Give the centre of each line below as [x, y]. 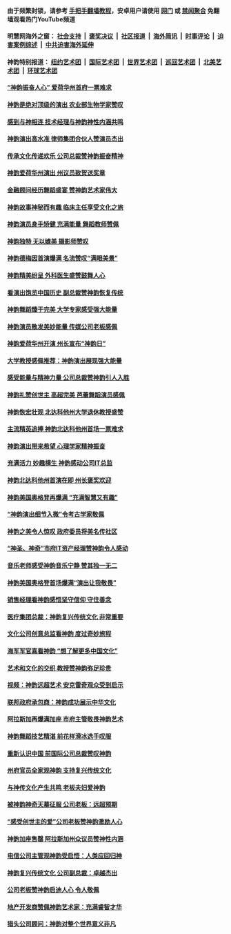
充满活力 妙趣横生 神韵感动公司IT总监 [60, 463]
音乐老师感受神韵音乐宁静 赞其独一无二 [62, 565]
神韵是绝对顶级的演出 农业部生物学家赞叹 [66, 104]
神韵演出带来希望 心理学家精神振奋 [56, 446]
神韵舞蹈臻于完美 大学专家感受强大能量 [62, 310]
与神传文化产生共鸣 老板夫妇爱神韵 [56, 787]
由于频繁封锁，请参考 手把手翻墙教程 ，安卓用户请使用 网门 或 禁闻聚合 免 [110, 10]
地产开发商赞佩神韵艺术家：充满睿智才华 [64, 906]
